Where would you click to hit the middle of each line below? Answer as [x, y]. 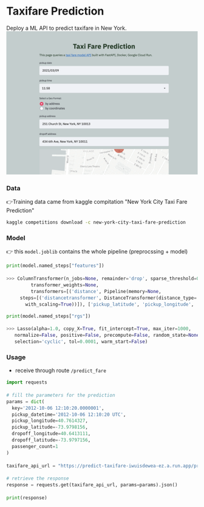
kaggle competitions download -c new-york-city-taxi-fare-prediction [96, 222]
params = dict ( [25, 402]
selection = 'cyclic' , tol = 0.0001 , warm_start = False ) [81, 342]
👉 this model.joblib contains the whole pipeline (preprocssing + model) [97, 252]
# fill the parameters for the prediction [61, 395]
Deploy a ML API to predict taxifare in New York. [66, 28]
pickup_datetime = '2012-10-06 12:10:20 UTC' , [69, 415]
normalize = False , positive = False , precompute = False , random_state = [101, 336]
